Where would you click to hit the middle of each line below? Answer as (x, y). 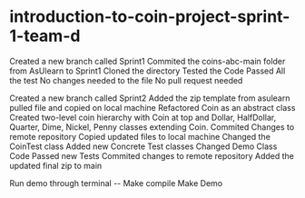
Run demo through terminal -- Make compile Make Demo (116, 183)
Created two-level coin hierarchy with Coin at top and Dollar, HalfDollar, (143, 117)
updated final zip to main (56, 165)
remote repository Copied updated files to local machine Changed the (140, 136)
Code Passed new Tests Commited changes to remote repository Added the (152, 155)
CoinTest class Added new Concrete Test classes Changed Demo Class (143, 146)
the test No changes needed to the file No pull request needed (126, 80)
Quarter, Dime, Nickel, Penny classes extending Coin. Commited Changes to (152, 127)
